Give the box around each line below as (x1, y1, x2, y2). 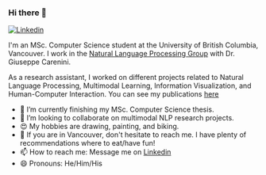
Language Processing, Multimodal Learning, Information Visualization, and (8, 81, 252, 90)
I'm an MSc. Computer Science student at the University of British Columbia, (8, 40, 259, 50)
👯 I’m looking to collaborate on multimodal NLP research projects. (19, 113, 234, 123)
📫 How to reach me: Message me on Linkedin (19, 147, 172, 157)
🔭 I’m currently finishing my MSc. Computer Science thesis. (19, 105, 214, 114)
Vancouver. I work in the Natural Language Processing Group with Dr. (8, 49, 236, 59)
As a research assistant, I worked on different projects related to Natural (8, 73, 244, 82)
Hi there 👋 (8, 7, 48, 18)
